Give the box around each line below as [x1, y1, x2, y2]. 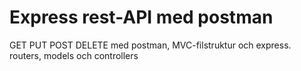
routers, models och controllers [9, 49, 139, 61]
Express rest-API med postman [9, 6, 274, 29]
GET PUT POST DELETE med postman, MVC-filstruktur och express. [9, 39, 292, 51]
